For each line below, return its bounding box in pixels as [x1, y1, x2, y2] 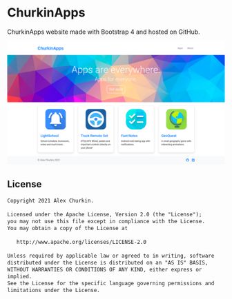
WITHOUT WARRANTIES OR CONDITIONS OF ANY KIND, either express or [7, 267, 202, 274]
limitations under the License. [7, 287, 100, 294]
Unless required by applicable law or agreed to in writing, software [7, 253, 215, 260]
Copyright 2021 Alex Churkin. [7, 198, 95, 205]
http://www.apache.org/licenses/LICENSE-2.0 [16, 239, 147, 246]
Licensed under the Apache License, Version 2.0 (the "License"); [7, 212, 202, 218]
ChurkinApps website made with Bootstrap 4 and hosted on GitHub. [7, 28, 200, 36]
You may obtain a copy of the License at [7, 225, 128, 232]
